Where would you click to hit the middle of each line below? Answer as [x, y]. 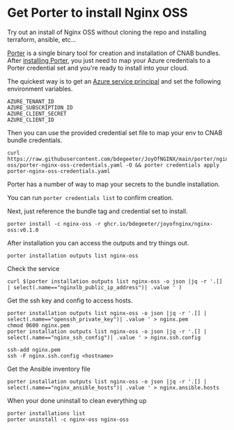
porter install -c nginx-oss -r [54, 224]
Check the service [33, 268]
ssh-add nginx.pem [34, 350]
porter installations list [46, 413]
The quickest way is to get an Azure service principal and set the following [114, 81]
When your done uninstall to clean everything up [77, 400]
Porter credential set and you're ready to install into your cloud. [98, 68]
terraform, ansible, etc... [42, 39]
